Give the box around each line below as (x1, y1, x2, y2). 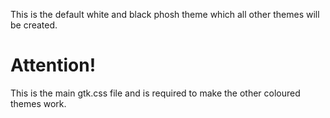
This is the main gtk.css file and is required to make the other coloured (10, 87, 301, 99)
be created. (10, 19, 58, 31)
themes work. (10, 97, 67, 109)
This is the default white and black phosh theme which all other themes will (10, 9, 320, 20)
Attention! (10, 54, 97, 77)
